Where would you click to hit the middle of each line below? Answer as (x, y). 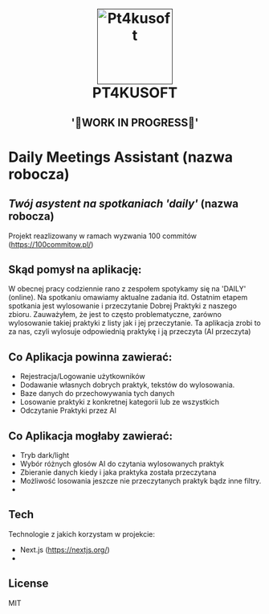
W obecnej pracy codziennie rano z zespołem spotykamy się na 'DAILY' (127, 289)
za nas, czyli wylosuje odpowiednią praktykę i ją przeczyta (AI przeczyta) (130, 332)
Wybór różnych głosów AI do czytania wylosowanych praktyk (122, 464)
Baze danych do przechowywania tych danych (97, 394)
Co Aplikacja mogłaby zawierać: (91, 436)
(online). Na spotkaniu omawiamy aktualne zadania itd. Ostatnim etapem (128, 298)
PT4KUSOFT (135, 93)
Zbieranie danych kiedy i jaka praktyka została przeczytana (118, 472)
